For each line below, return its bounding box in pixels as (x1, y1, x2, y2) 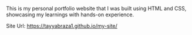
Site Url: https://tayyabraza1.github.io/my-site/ (6, 23, 117, 29)
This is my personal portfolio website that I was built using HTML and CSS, (6, 5, 187, 12)
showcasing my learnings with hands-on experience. (6, 11, 134, 18)
